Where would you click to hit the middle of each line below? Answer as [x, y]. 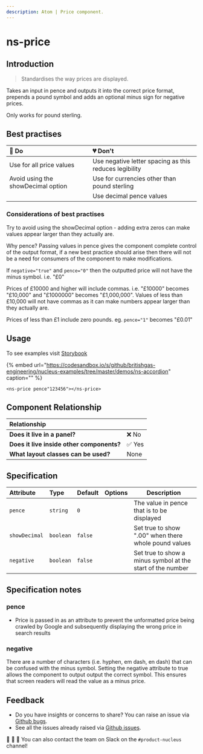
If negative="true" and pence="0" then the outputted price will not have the [99, 270]
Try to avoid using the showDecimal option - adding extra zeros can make [98, 227]
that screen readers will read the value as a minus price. [76, 681]
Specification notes [44, 590]
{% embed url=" [27, 365]
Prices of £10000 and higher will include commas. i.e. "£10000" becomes [98, 288]
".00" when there [158, 535]
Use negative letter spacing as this [142, 161]
